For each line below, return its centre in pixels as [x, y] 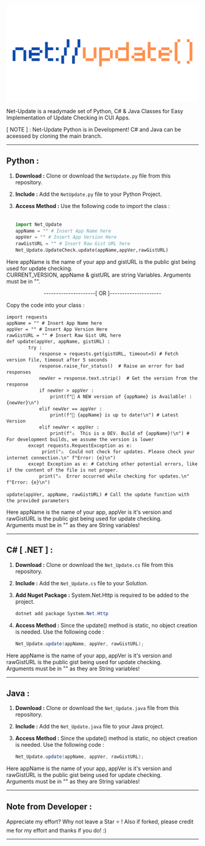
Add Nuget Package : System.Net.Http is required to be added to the [102, 595]
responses [19, 372]
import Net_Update [38, 224]
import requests [27, 317]
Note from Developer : [49, 807]
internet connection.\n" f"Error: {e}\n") [61, 458]
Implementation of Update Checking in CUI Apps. [68, 118]
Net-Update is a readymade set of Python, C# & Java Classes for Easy [95, 111]
